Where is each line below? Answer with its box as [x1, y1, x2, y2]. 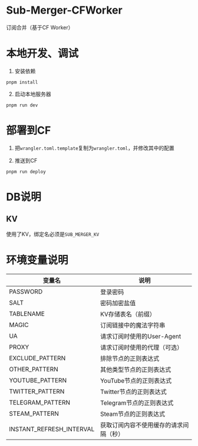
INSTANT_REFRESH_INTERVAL [9, 425, 95, 433]
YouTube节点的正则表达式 [100, 376, 172, 384]
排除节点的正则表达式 [100, 354, 160, 363]
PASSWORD [9, 287, 43, 296]
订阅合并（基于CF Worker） [6, 24, 74, 31]
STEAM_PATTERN [9, 409, 59, 418]
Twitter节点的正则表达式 [100, 387, 167, 396]
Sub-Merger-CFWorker [6, 4, 123, 17]
